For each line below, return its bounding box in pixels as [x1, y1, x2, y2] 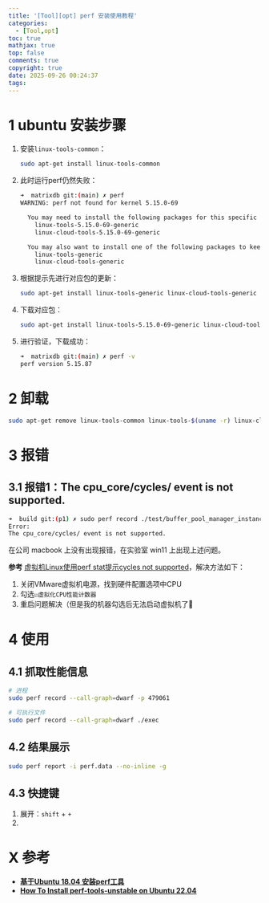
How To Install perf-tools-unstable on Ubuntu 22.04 [19, 886, 198, 896]
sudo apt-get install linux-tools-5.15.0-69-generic [19, 321, 200, 329]
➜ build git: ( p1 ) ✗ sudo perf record [8, 515, 138, 523]
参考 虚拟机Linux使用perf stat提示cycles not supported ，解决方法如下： [8, 563, 246, 572]
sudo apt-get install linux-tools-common [19, 160, 160, 169]
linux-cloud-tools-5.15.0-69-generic [34, 228, 160, 237]
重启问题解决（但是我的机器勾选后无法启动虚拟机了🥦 [19, 600, 194, 609]
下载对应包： [19, 305, 62, 315]
